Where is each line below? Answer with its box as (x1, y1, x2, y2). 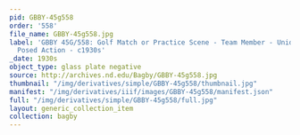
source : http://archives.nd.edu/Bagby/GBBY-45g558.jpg (9, 71, 218, 80)
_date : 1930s (9, 54, 58, 63)
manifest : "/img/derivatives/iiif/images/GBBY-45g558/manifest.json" (9, 87, 274, 96)
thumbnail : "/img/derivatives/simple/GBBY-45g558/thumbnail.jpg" (9, 79, 257, 88)
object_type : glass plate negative (9, 63, 142, 72)
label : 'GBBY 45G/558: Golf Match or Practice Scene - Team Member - (9, 37, 274, 47)
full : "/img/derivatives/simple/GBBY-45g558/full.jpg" (9, 95, 218, 105)
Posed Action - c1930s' (17, 46, 105, 55)
